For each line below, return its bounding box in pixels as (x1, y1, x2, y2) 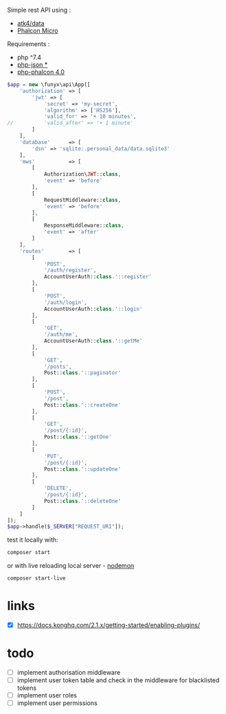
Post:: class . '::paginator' (43, 369, 122, 376)
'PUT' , (43, 453, 63, 460)
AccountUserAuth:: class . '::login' (43, 305, 143, 312)
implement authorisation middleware (16, 668, 121, 676)
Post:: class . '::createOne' (43, 401, 122, 409)
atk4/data (16, 19, 45, 27)
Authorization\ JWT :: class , (43, 171, 122, 178)
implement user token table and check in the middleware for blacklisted (16, 676, 220, 684)
